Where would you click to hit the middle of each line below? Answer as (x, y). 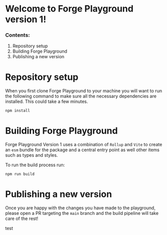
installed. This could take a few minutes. (47, 101)
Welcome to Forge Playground (69, 9)
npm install (18, 111)
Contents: (18, 35)
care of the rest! (22, 218)
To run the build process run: (35, 165)
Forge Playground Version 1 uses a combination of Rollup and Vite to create (84, 145)
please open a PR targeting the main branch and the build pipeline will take (82, 213)
